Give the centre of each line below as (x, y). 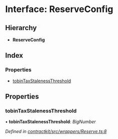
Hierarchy (21, 28)
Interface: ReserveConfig (59, 9)
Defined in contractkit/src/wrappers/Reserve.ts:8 (56, 131)
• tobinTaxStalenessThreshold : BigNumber (51, 122)
